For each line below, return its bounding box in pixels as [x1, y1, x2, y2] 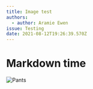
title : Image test [6, 8, 52, 15]
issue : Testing [6, 25, 44, 32]
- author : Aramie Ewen [11, 20, 68, 26]
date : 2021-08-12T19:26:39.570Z [6, 31, 87, 37]
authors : [6, 14, 28, 20]
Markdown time [6, 57, 86, 70]
